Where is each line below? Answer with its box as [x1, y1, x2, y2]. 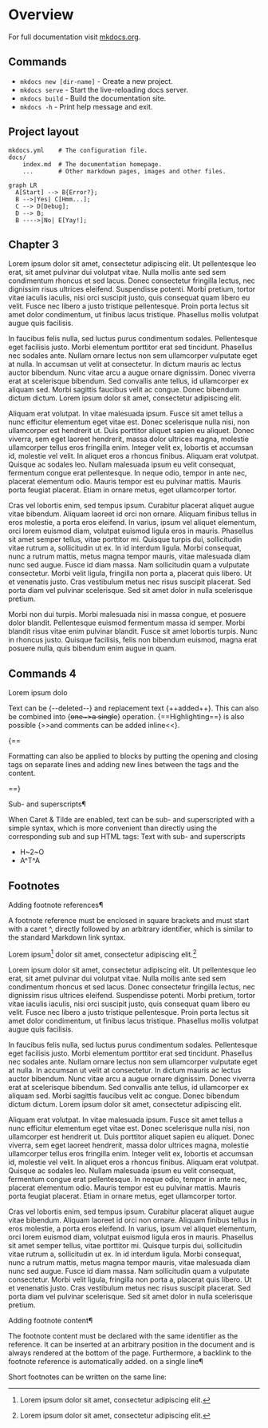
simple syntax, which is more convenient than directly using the [8, 823, 218, 833]
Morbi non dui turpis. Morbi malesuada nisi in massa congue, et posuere [8, 610, 246, 619]
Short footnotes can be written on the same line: [8, 1372, 167, 1382]
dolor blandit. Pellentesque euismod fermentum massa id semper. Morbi [8, 618, 246, 628]
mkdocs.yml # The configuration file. [8, 146, 148, 154]
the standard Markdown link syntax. [8, 933, 126, 942]
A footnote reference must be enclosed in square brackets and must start [8, 916, 250, 925]
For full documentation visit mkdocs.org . [8, 32, 141, 42]
